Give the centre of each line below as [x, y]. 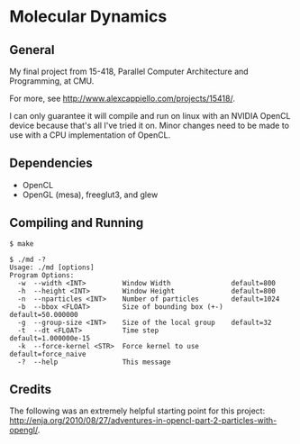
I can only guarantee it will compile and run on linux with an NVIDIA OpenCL [150, 116]
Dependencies [51, 163]
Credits [31, 390]
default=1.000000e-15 [50, 338]
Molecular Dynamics [88, 17]
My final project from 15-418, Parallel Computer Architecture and [129, 71]
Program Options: [42, 275]
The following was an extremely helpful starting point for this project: [137, 411]
